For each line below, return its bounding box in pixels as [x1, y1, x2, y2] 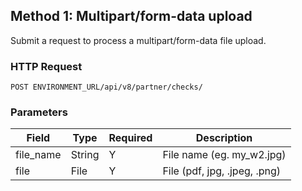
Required [108, 131, 153, 145]
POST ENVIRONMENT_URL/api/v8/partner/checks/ [10, 82, 203, 93]
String [70, 148, 100, 162]
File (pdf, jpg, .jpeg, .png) [162, 164, 281, 178]
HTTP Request [10, 59, 83, 73]
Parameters [10, 105, 68, 119]
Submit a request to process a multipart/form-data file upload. [10, 34, 267, 46]
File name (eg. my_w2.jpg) [162, 148, 287, 162]
